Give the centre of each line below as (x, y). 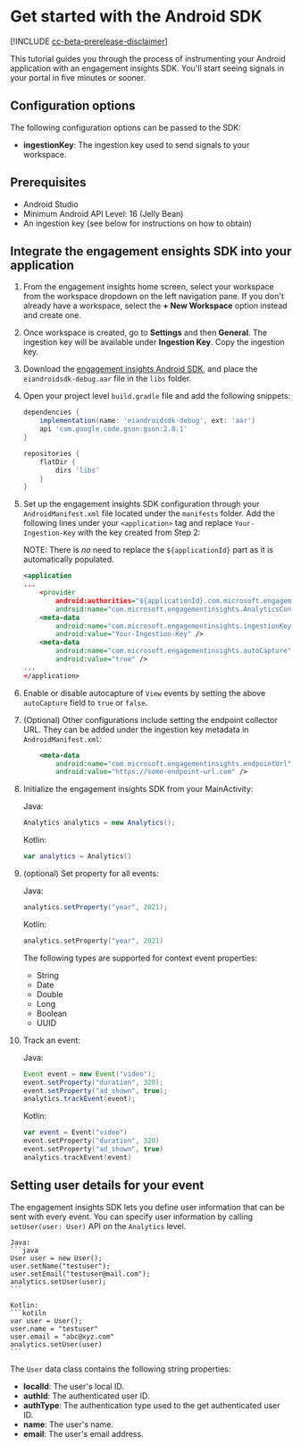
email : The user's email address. (83, 1433)
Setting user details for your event (107, 1186)
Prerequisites (48, 182)
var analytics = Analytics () (77, 856)
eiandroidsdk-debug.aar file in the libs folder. (107, 379)
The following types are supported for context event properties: (140, 958)
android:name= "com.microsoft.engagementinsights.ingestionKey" (176, 626)
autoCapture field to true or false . (85, 702)
